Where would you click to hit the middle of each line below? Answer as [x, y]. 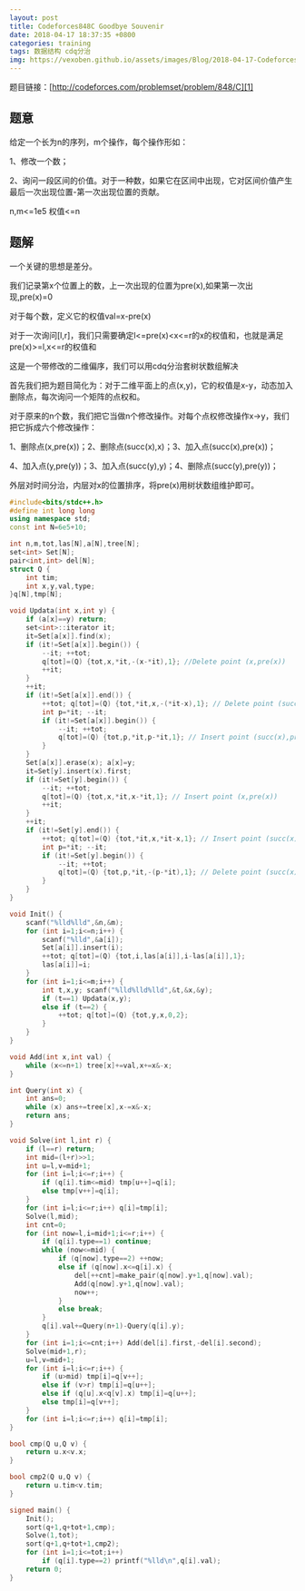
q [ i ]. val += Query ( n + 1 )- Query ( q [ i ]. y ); [113, 1326]
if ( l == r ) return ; [60, 1149]
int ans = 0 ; [46, 1099]
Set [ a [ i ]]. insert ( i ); [83, 948]
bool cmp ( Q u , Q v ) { [49, 1444]
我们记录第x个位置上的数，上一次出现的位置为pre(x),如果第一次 [128, 285]
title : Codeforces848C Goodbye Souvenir [87, 26]
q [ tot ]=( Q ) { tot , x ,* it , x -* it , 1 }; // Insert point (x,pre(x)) [160, 796]
